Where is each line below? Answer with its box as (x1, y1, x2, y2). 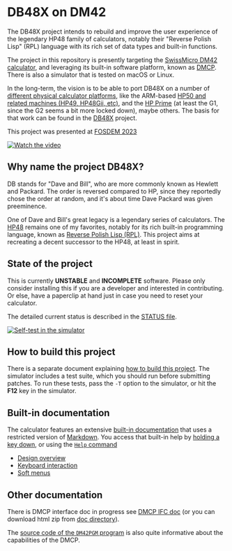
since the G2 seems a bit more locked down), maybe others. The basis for (7, 106, 219, 115)
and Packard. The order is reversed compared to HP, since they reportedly (7, 186, 222, 196)
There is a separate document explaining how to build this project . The (7, 365, 210, 373)
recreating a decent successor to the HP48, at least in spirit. (7, 237, 180, 246)
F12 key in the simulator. (7, 387, 77, 395)
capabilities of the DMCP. (7, 536, 80, 544)
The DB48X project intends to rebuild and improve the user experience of (7, 27, 218, 36)
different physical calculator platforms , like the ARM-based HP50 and (7, 91, 207, 100)
